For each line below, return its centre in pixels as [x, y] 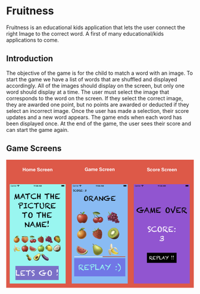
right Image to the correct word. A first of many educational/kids [85, 33]
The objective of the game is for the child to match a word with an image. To [100, 73]
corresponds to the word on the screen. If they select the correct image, [95, 98]
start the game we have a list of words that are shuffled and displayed [92, 79]
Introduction [30, 59]
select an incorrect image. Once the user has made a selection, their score [98, 110]
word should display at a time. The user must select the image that [88, 92]
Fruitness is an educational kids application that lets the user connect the [96, 27]
